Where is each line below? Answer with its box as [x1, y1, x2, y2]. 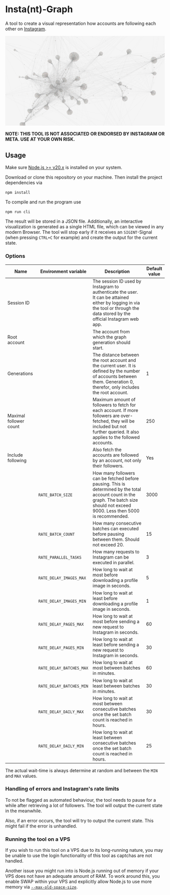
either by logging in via [93, 300, 140, 306]
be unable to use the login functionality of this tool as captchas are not [5, 852, 152, 858]
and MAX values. [5, 773, 37, 779]
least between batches [93, 682, 140, 689]
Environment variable [40, 268, 87, 274]
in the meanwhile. [5, 808, 42, 814]
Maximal [7, 412, 25, 419]
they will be [111, 418, 135, 424]
